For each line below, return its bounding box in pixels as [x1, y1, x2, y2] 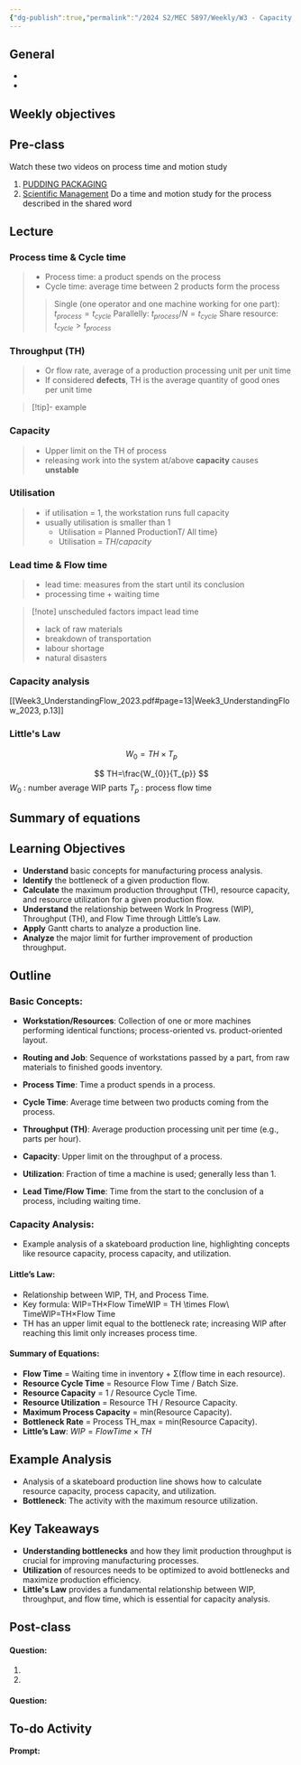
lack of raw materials [44, 624, 123, 635]
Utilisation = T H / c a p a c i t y [58, 536, 152, 546]
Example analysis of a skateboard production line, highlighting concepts [22, 1238, 290, 1249]
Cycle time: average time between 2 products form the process [44, 281, 280, 292]
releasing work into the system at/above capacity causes [44, 454, 259, 465]
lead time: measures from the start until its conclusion [44, 579, 245, 590]
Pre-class [9, 137, 65, 153]
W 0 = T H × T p [125, 748, 178, 761]
